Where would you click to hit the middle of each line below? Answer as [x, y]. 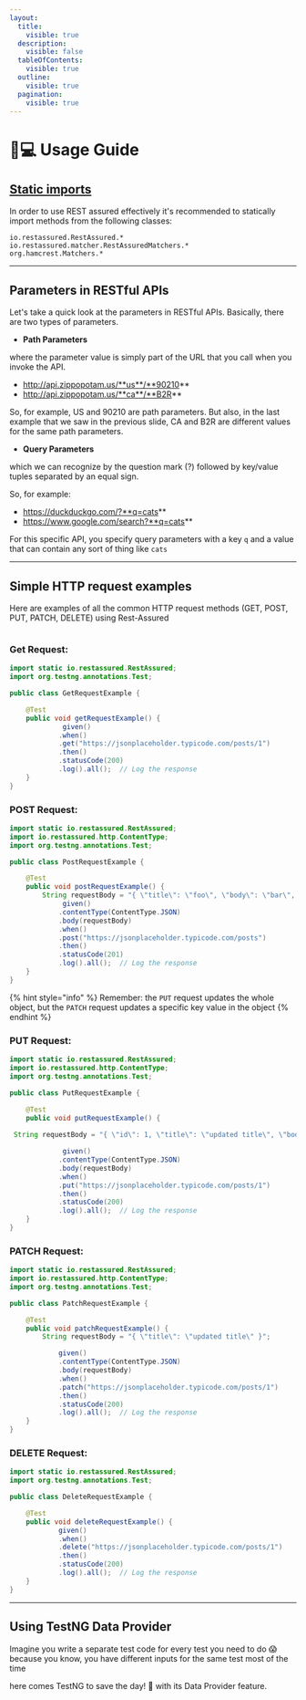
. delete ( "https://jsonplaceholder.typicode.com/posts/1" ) [170, 1548]
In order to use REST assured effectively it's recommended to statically [143, 212]
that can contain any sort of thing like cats [89, 549]
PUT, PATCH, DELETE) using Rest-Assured [89, 618]
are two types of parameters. [64, 322]
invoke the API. [38, 367]
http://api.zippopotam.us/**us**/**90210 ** [106, 385]
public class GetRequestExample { [75, 694]
